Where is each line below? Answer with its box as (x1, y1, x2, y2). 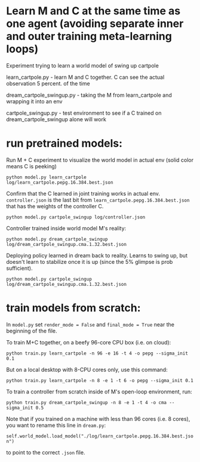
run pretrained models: (6, 137, 123, 150)
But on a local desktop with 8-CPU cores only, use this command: (6, 366, 168, 373)
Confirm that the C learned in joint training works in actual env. (6, 190, 160, 197)
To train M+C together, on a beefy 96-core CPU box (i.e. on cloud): (6, 338, 171, 346)
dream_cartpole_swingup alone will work (6, 115, 106, 123)
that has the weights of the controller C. (6, 202, 104, 210)
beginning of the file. (6, 327, 58, 334)
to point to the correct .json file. (6, 449, 85, 456)
